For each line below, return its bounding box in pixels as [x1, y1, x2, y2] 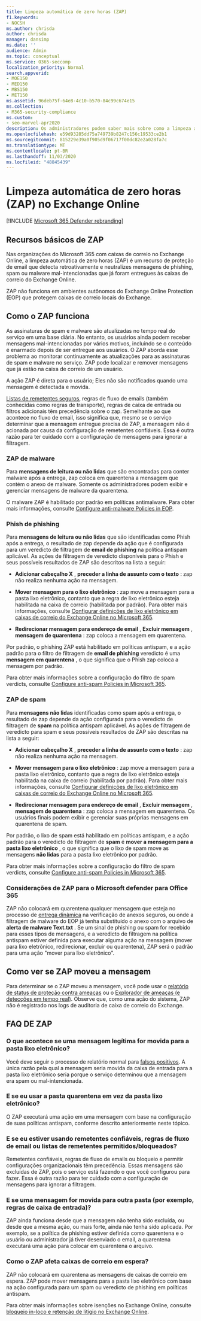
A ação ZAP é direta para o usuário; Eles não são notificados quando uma [6, 376, 188, 384]
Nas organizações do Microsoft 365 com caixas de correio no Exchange [6, 251, 184, 257]
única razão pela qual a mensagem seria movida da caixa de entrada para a [6, 1064, 193, 1071]
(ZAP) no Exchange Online [6, 198, 140, 211]
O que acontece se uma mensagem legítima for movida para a [6, 1037, 190, 1045]
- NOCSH [6, 20, 26, 26]
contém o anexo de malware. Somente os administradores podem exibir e [6, 481, 188, 488]
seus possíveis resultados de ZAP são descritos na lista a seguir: [6, 559, 166, 566]
